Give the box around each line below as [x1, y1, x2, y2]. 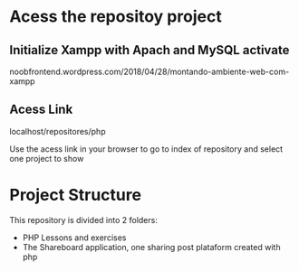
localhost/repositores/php [9, 126, 106, 136]
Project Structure [9, 185, 142, 205]
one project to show [9, 153, 84, 164]
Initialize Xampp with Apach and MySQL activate [9, 42, 290, 58]
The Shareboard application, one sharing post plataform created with [22, 241, 281, 252]
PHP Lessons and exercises [22, 232, 127, 243]
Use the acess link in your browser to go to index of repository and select [9, 143, 284, 154]
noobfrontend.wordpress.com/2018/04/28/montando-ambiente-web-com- [9, 66, 290, 77]
